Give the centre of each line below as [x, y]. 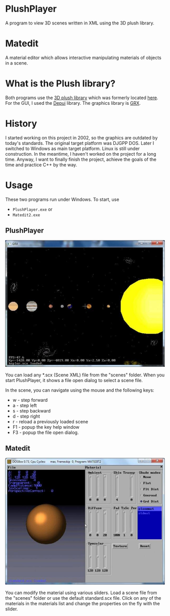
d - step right [26, 416]
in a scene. [17, 63]
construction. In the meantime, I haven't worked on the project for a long [81, 154]
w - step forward [30, 400]
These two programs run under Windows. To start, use [62, 199]
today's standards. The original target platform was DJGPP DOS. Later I [80, 143]
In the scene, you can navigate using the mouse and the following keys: [80, 390]
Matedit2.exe [26, 215]
